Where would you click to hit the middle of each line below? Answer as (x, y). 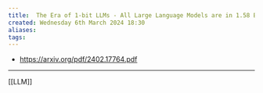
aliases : (22, 30)
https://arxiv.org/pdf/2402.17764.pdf (78, 59)
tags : (17, 37)
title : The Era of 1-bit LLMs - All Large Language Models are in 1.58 (129, 15)
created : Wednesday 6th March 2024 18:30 (77, 23)
